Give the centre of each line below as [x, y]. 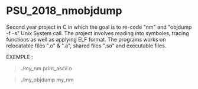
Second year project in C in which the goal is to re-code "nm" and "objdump [99, 27]
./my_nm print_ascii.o [46, 68]
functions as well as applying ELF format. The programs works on [86, 39]
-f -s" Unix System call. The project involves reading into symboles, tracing [98, 33]
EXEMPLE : [20, 57]
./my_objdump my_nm [47, 80]
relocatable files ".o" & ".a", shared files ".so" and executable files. [86, 46]
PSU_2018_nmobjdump [64, 11]
